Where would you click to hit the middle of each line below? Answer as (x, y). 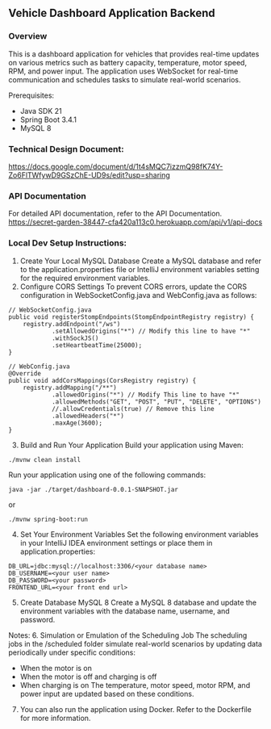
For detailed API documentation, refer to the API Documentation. (115, 214)
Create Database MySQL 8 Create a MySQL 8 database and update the (138, 602)
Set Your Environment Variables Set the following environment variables (139, 534)
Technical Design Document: (66, 149)
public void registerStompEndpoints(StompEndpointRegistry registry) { (131, 317)
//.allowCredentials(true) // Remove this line (133, 408)
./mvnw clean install (45, 459)
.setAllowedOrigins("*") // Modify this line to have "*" (151, 331)
